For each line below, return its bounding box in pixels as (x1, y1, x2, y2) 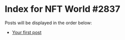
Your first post (12, 29, 42, 35)
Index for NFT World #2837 (5, 3, 120, 15)
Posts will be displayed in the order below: (5, 20, 92, 26)
